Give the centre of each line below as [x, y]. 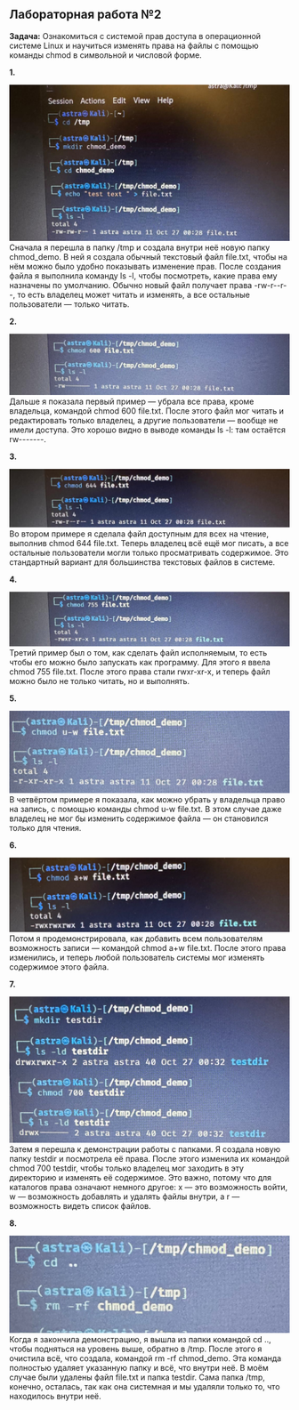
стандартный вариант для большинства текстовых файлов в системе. [142, 562]
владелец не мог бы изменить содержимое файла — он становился [139, 818]
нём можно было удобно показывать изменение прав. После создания [145, 266]
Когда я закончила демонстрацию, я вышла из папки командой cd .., [140, 1339]
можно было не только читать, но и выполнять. [99, 681]
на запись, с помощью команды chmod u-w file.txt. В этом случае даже [145, 809]
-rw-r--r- [271, 285]
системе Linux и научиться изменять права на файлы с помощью [134, 45]
